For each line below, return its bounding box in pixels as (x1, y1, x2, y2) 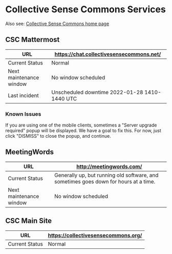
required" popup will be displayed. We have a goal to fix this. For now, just (5, 128, 161, 134)
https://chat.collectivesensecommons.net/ (54, 50, 161, 57)
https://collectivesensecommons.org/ (48, 231, 142, 239)
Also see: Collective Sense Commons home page (5, 20, 110, 27)
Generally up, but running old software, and (54, 172, 159, 179)
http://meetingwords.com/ (76, 163, 142, 170)
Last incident (8, 92, 39, 99)
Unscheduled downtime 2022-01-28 (51, 89, 143, 96)
